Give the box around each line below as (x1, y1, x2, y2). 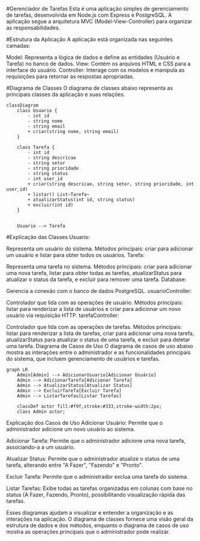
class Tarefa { (17, 144, 55, 150)
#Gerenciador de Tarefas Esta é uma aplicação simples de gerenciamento (6, 5, 189, 12)
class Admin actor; (17, 409, 66, 415)
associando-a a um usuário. (6, 443, 75, 451)
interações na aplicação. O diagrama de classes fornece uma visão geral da (6, 515, 193, 522)
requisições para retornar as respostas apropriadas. (6, 73, 135, 80)
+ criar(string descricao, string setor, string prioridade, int (28, 181, 195, 187)
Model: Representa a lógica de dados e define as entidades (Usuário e (6, 54, 180, 61)
